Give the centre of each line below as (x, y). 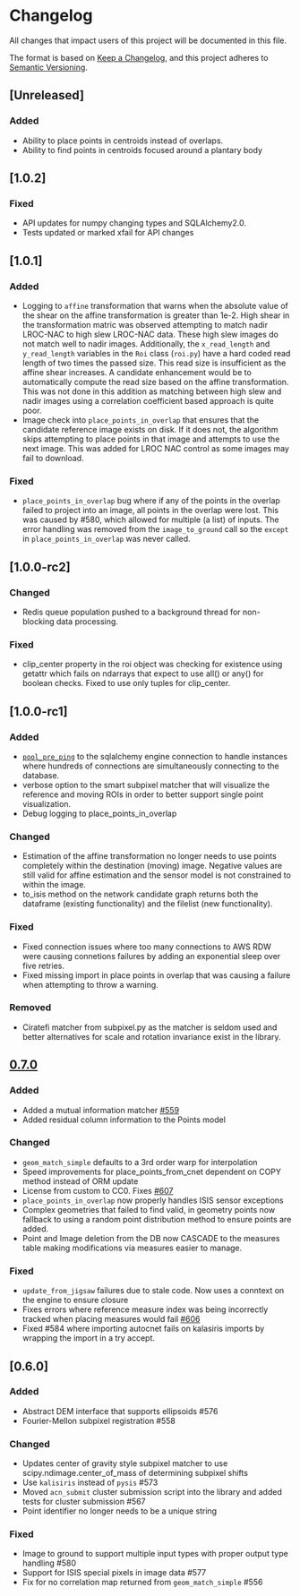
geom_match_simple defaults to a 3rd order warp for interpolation (140, 1162)
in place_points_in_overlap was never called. (106, 539)
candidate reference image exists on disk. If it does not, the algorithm (150, 429)
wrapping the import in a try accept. (88, 1338)
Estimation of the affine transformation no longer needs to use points (150, 856)
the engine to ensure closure (75, 1300)
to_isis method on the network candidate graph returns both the (140, 894)
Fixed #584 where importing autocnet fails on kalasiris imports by (143, 1329)
